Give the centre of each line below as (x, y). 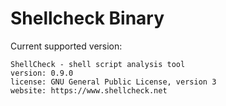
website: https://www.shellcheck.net (89, 90)
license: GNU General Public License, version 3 (113, 82)
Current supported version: (66, 46)
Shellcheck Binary (87, 18)
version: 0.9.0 (42, 73)
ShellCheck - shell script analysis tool (98, 64)
